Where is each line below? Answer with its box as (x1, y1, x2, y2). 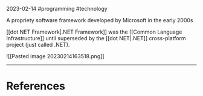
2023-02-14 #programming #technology (6, 5, 108, 12)
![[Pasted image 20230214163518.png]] (6, 53, 105, 59)
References (6, 79, 65, 93)
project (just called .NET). (6, 41, 70, 48)
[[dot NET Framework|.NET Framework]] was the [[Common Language (6, 28, 182, 35)
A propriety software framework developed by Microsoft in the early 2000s (6, 17, 193, 23)
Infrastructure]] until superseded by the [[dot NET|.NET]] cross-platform (6, 35, 186, 41)
